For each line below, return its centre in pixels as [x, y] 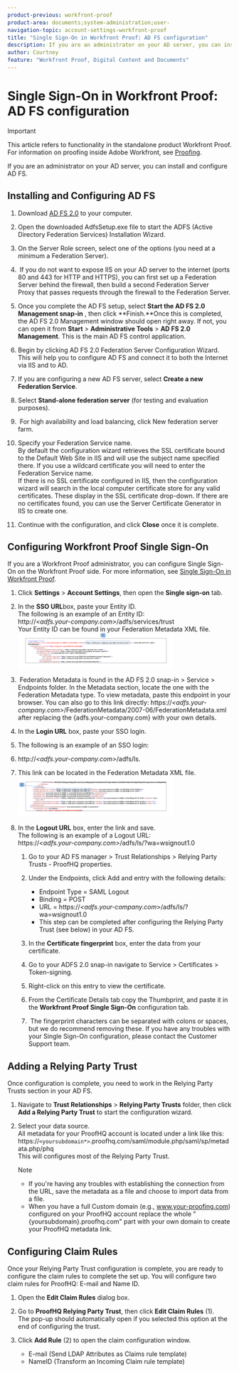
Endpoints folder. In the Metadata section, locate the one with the [113, 688]
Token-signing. [51, 972]
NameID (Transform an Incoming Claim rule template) [106, 1362]
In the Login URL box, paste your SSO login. [82, 732]
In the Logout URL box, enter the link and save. [86, 828]
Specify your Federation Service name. [75, 443]
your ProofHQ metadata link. [70, 1229]
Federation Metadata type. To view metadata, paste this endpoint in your [124, 695]
